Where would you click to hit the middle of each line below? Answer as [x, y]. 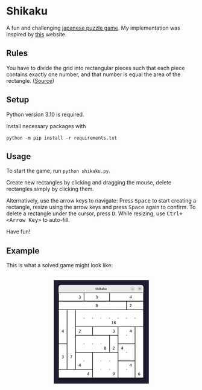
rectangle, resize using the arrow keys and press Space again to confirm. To [101, 207]
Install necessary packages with [46, 126]
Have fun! [18, 232]
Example [23, 251]
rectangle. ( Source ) [30, 80]
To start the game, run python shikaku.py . [58, 171]
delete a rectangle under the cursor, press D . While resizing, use [86, 213]
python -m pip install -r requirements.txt [62, 138]
